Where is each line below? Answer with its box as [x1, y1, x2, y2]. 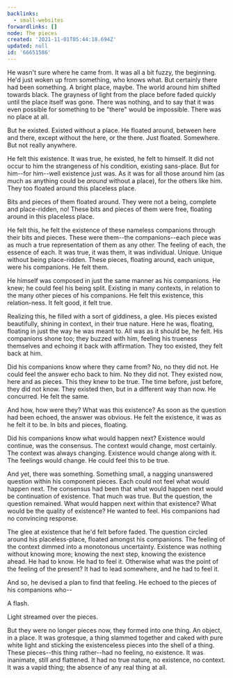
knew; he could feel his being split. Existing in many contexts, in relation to [7, 284, 220, 292]
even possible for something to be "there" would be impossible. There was [7, 105, 221, 114]
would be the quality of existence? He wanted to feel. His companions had [7, 507, 220, 515]
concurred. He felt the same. [7, 392, 90, 401]
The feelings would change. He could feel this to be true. [7, 456, 170, 464]
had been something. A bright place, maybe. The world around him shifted [7, 83, 220, 91]
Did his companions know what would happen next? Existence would [7, 433, 205, 442]
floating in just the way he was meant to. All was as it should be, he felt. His [7, 327, 223, 335]
